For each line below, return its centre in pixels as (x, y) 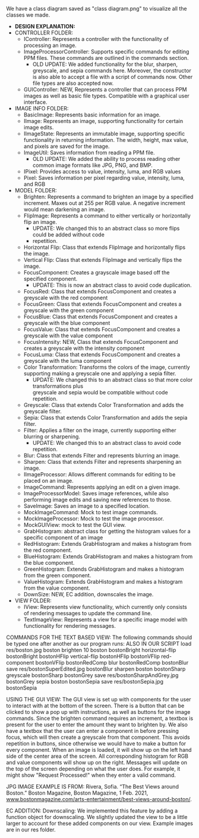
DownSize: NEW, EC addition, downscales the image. (89, 594)
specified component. (50, 279)
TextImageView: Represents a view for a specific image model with (105, 619)
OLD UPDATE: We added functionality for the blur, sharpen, (105, 64)
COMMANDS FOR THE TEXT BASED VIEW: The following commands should (99, 637)
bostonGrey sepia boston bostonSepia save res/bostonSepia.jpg (85, 682)
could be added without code (69, 235)
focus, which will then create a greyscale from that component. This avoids (98, 737)
